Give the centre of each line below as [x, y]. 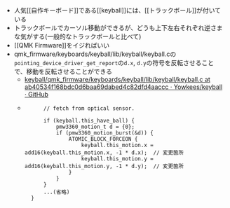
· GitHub [36, 94]
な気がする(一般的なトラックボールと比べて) [77, 36]
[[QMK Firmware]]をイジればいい [62, 45]
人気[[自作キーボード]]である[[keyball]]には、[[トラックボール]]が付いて [117, 10]
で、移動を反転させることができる [63, 71]
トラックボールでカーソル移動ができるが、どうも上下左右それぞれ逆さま [118, 28]
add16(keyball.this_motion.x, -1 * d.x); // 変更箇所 [104, 153]
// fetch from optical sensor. [89, 109]
